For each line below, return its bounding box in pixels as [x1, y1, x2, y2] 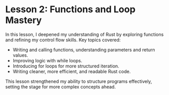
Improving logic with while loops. [12, 57, 82, 63]
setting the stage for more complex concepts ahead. [5, 83, 116, 90]
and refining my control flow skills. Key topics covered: [5, 37, 121, 43]
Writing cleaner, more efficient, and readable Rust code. [12, 68, 131, 75]
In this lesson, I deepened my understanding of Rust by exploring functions [5, 31, 164, 37]
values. [12, 52, 28, 58]
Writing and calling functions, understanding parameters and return [12, 46, 155, 53]
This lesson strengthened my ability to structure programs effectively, [5, 78, 152, 84]
